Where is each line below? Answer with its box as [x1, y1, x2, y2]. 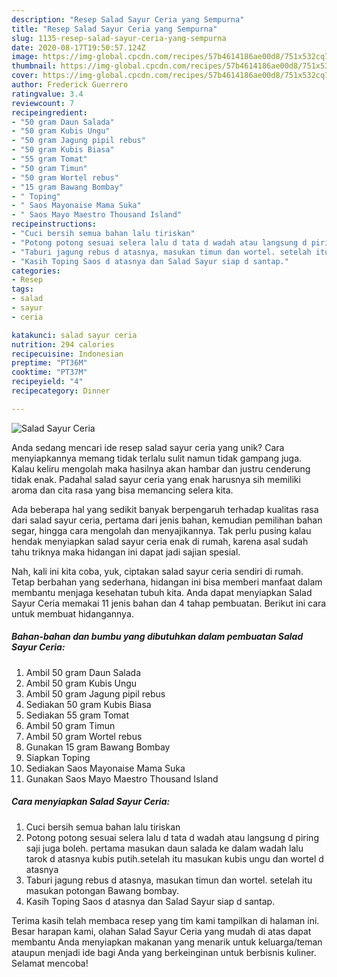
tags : [11, 284, 34, 295]
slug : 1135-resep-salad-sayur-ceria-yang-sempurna [11, 33, 227, 43]
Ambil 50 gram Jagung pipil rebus [25, 687, 166, 700]
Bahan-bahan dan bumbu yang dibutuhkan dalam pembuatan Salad [11, 631, 304, 643]
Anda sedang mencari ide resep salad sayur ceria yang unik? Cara [11, 441, 285, 453]
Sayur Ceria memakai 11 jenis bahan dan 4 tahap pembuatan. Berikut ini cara [11, 597, 327, 609]
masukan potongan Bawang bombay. [25, 884, 180, 896]
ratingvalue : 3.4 [11, 89, 84, 99]
